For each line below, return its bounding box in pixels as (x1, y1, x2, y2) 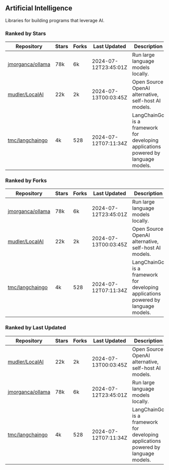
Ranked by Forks (5, 177, 47, 184)
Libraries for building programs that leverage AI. (5, 17, 105, 23)
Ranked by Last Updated (5, 324, 66, 331)
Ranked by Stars (5, 30, 46, 37)
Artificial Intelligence (5, 4, 72, 13)
